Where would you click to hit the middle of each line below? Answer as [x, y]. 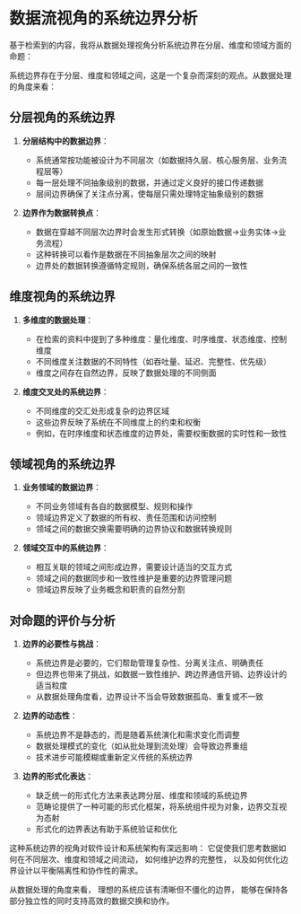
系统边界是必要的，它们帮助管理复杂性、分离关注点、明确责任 [150, 663]
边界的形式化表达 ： [58, 777]
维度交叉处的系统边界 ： [65, 391]
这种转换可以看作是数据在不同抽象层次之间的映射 [126, 254]
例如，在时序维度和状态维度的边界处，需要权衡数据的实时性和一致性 [161, 433]
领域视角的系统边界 [62, 464]
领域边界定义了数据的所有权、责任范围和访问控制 [126, 518]
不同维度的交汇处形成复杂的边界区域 [103, 410]
